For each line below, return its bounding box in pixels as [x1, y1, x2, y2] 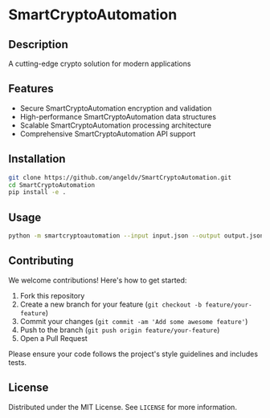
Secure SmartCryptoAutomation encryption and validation [19, 103, 212, 113]
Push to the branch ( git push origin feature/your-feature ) [19, 325, 220, 335]
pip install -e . [8, 189, 67, 197]
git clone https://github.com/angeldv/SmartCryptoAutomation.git [8, 173, 231, 181]
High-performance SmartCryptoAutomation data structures [19, 112, 217, 121]
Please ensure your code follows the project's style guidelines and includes [8, 349, 259, 359]
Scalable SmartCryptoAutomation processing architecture [19, 120, 211, 130]
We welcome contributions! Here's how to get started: [8, 275, 187, 285]
